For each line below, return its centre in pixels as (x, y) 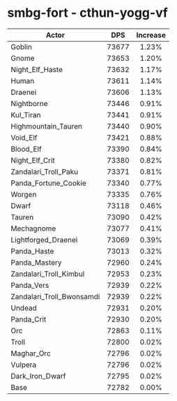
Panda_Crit (29, 319)
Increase (151, 35)
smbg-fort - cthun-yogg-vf (88, 13)
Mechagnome (33, 228)
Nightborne (29, 103)
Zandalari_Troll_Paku (45, 171)
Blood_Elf (26, 149)
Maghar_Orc (31, 353)
